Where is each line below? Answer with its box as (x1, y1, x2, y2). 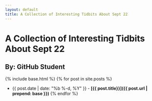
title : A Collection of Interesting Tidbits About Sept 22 (5, 12, 128, 17)
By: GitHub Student (5, 63, 65, 71)
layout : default (5, 7, 38, 12)
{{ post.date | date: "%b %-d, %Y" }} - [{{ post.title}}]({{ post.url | (12, 85, 148, 91)
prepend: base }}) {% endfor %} (12, 90, 78, 96)
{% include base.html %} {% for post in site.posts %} (5, 76, 112, 81)
